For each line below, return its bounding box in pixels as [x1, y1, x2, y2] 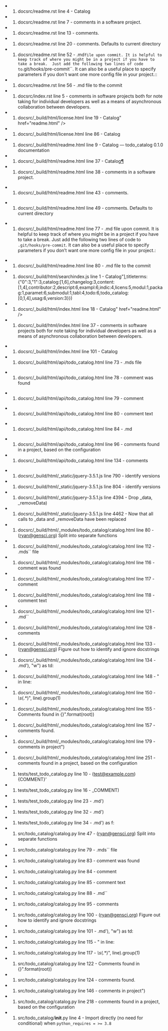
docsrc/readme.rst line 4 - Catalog [17, 8, 91, 14]
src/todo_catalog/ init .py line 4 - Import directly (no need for [17, 1015, 144, 1021]
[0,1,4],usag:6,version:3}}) [17, 295, 73, 301]
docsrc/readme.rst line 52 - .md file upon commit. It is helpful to [17, 52, 162, 58]
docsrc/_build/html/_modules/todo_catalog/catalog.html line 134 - [17, 657, 156, 663]
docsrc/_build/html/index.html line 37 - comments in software [17, 322, 147, 328]
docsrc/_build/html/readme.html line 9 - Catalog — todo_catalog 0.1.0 [17, 142, 163, 148]
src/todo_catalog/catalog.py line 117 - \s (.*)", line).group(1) [17, 950, 140, 955]
